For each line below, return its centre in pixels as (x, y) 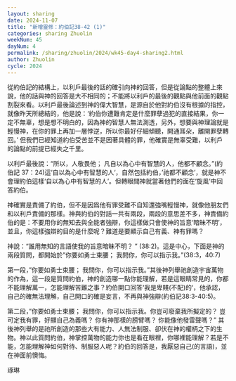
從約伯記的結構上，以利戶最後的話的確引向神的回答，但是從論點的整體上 (112, 87)
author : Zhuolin (31, 60)
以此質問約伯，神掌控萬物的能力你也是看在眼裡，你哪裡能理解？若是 (124, 337)
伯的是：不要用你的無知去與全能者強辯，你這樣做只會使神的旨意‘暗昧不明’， (117, 222)
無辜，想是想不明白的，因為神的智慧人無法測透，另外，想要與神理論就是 (124, 122)
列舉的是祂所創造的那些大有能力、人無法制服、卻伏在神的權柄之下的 (118, 328)
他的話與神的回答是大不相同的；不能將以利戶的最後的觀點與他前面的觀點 (124, 96)
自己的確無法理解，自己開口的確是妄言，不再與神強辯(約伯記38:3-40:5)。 (113, 296)
